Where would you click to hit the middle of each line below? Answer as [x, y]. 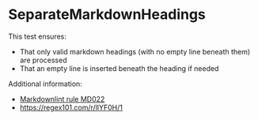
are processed [43, 60]
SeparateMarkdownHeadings [107, 15]
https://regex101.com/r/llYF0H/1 [71, 107]
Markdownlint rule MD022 [62, 99]
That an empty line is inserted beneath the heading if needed [119, 68]
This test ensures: [38, 36]
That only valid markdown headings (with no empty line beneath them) [135, 51]
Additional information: [46, 84]
